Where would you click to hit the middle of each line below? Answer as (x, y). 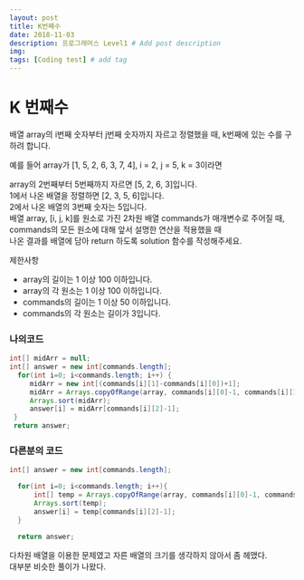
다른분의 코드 (36, 451)
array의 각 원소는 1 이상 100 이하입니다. (92, 290)
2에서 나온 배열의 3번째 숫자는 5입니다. (78, 207)
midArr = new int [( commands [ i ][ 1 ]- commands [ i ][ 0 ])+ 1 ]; (135, 383)
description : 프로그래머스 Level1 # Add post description (115, 43)
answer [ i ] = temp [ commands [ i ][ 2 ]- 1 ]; (104, 512)
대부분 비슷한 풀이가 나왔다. (58, 566)
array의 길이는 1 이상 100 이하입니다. (87, 279)
